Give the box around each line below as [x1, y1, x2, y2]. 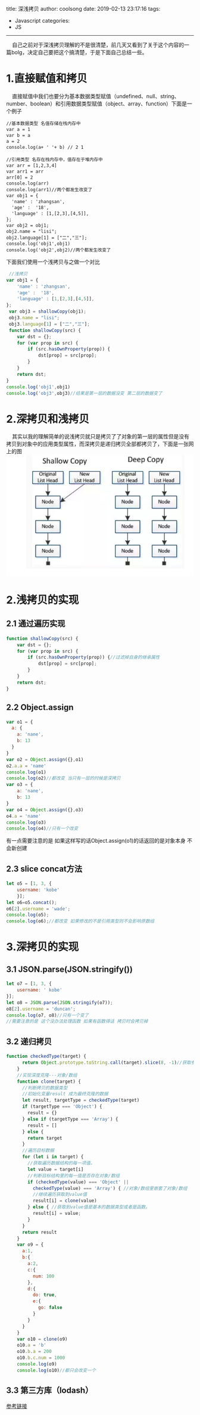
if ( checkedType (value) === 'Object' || [27, 1179, 129, 1185]
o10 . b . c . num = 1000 [17, 1355, 65, 1361]
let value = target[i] [27, 1166, 84, 1172]
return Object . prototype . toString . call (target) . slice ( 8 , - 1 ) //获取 [21, 1059, 192, 1066]
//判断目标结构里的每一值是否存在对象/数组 [27, 1173, 120, 1179]
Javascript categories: [14, 17, 70, 24]
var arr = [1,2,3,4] [6, 163, 58, 169]
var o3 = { [6, 782, 33, 788]
